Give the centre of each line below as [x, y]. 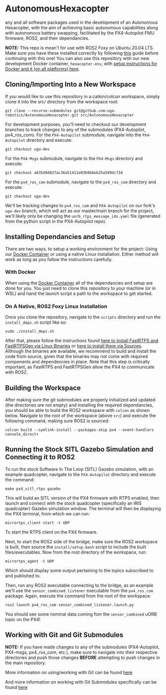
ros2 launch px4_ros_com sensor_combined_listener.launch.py [70, 605]
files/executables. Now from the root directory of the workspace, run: [76, 552]
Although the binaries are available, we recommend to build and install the [81, 351]
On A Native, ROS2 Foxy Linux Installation [56, 306]
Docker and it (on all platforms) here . [43, 69]
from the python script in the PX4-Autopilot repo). [56, 221]
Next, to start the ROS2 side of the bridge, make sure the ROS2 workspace [81, 541]
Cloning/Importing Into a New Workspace [71, 85]
